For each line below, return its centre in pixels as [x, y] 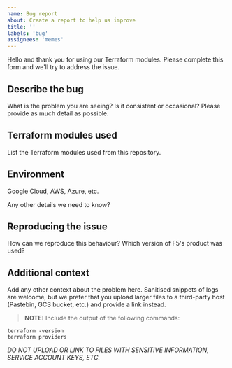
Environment [36, 175]
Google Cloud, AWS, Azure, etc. [53, 191]
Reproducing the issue [57, 226]
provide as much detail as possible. [58, 113]
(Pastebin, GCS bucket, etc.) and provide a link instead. [87, 304]
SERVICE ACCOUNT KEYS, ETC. [54, 358]
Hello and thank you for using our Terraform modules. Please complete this [115, 59]
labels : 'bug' [28, 33]
